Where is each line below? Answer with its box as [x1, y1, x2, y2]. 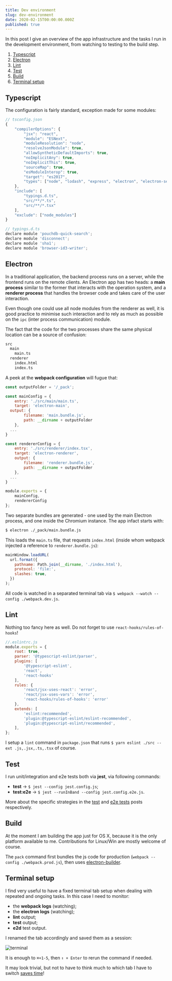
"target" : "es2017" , [24, 174, 68, 180]
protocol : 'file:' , [14, 567, 56, 572]
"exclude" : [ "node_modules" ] [14, 213, 77, 218]
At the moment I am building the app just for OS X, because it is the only [5, 833, 157, 839]
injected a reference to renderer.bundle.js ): [5, 542, 99, 548]
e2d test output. [12, 925, 47, 931]
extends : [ [14, 706, 38, 711]
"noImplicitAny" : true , [24, 155, 74, 161]
